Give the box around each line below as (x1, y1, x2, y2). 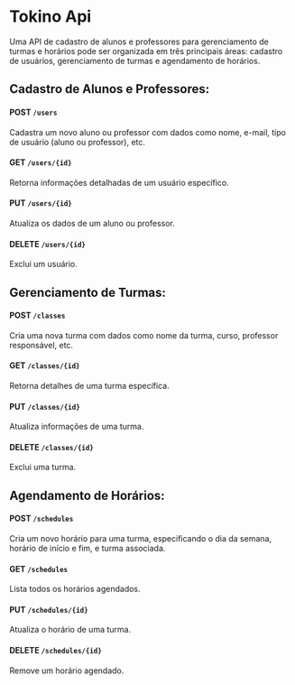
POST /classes (9, 310, 66, 321)
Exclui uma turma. (9, 462, 77, 473)
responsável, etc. (9, 339, 74, 350)
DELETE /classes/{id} (9, 441, 95, 452)
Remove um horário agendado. (9, 665, 124, 676)
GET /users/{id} (9, 157, 72, 168)
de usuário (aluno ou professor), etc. (9, 136, 146, 147)
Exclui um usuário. (9, 259, 78, 270)
